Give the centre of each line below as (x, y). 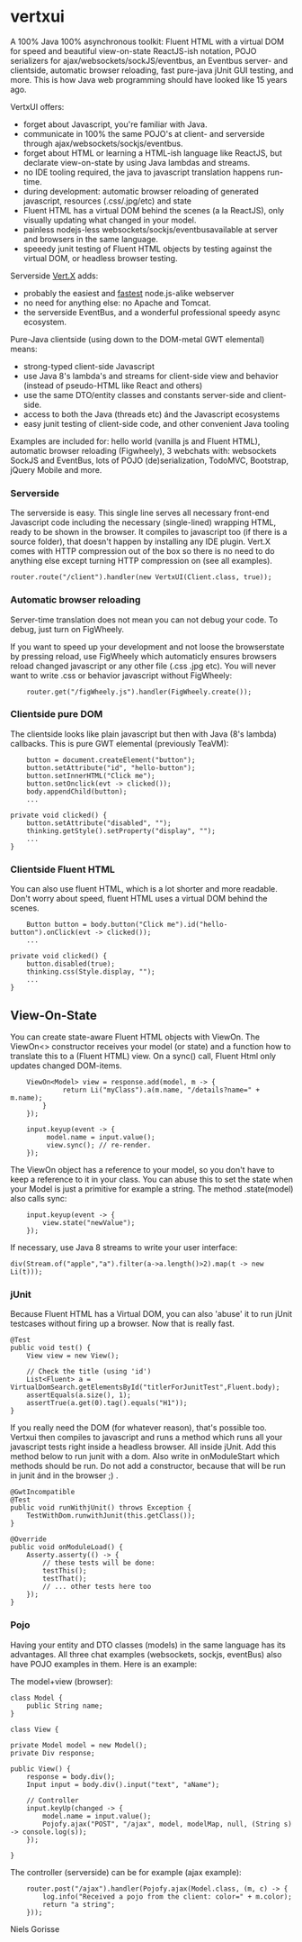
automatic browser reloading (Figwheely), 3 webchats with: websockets (143, 450)
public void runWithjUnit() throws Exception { (101, 1508)
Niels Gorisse (35, 1928)
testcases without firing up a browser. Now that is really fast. (122, 1324)
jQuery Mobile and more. (56, 469)
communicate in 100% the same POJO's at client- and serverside (144, 133)
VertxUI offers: (37, 106)
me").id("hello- (197, 925)
